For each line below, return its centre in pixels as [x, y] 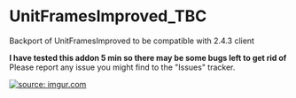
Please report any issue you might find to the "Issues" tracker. [122, 67]
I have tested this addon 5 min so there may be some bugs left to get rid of [148, 57]
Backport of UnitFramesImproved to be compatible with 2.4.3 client [132, 41]
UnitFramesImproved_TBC [108, 16]
